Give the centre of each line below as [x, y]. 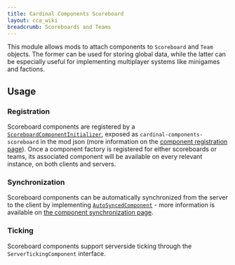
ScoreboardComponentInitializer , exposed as [73, 134]
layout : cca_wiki [33, 20]
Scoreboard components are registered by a [71, 127]
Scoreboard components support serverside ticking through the [100, 246]
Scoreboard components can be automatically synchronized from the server [117, 198]
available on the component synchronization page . [80, 212]
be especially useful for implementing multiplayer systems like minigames [114, 62]
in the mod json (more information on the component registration [134, 142]
